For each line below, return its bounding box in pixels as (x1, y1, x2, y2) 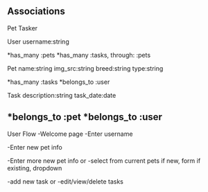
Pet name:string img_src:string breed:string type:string (7, 64, 164, 72)
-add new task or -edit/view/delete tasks (7, 177, 123, 186)
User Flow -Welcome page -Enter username (7, 130, 133, 138)
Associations (7, 6, 66, 17)
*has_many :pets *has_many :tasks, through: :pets (7, 51, 151, 59)
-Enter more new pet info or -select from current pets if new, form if (7, 156, 201, 165)
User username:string (7, 37, 69, 46)
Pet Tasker (7, 24, 38, 32)
